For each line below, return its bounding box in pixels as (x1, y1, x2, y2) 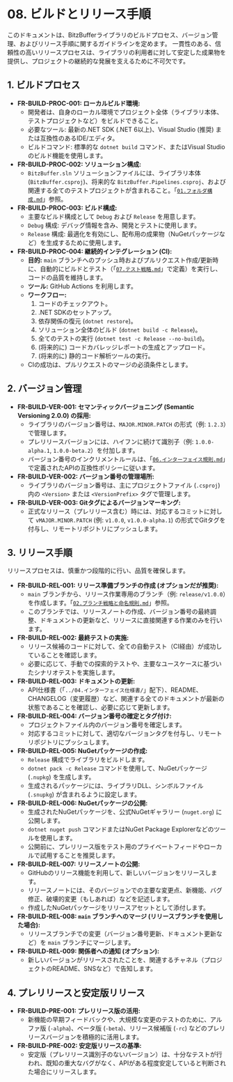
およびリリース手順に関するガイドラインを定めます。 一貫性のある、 (19, 39, 216, 47)
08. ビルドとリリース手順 (7, 6, 152, 22)
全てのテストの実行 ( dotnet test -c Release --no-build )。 (38, 334, 209, 342)
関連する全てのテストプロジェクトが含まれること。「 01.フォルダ (27, 186, 207, 194)
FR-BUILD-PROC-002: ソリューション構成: (17, 160, 141, 168)
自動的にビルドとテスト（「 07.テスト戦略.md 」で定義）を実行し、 (40, 264, 222, 272)
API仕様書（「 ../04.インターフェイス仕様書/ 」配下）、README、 (27, 686, 203, 694)
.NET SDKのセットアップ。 (38, 308, 115, 316)
